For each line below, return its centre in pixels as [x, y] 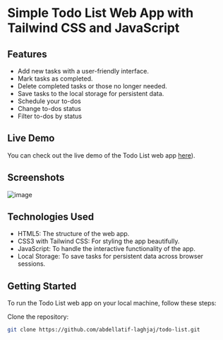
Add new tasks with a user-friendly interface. [83, 71]
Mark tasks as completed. [55, 78]
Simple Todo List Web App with [101, 13]
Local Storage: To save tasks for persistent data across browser [110, 257]
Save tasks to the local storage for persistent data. [91, 94]
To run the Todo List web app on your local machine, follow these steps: [112, 303]
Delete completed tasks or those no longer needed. [92, 86]
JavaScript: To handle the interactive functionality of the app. [106, 249]
